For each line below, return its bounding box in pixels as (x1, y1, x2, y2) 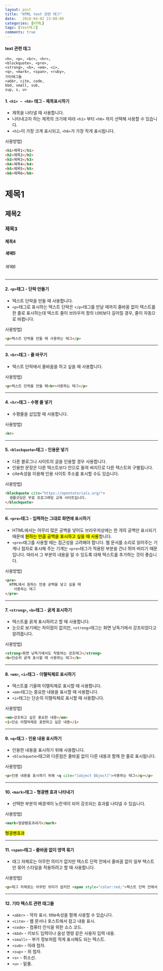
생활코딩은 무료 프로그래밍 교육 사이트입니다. (9, 495, 87, 500)
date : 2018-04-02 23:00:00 (5, 16, 64, 21)
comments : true (5, 30, 36, 35)
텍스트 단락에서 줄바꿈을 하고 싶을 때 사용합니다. (12, 363, 103, 369)
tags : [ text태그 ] (5, 25, 38, 30)
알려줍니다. (12, 631, 33, 637)
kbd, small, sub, (5, 83, 40, 88)
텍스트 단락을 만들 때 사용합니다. (12, 298, 73, 303)
